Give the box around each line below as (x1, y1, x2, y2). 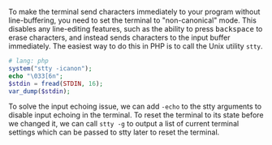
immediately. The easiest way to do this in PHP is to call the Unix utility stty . (8, 41, 263, 51)
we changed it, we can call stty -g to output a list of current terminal (8, 119, 240, 129)
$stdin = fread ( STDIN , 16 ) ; (8, 79, 104, 87)
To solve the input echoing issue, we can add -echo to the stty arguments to (8, 101, 262, 112)
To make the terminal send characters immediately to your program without (8, 7, 261, 16)
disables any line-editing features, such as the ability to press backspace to (8, 24, 263, 33)
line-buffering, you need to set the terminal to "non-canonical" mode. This (8, 15, 257, 25)
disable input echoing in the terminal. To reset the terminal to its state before (8, 110, 264, 120)
